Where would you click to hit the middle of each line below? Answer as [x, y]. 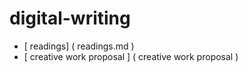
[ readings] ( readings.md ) [79, 46]
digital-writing [70, 18]
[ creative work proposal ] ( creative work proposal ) [131, 56]
